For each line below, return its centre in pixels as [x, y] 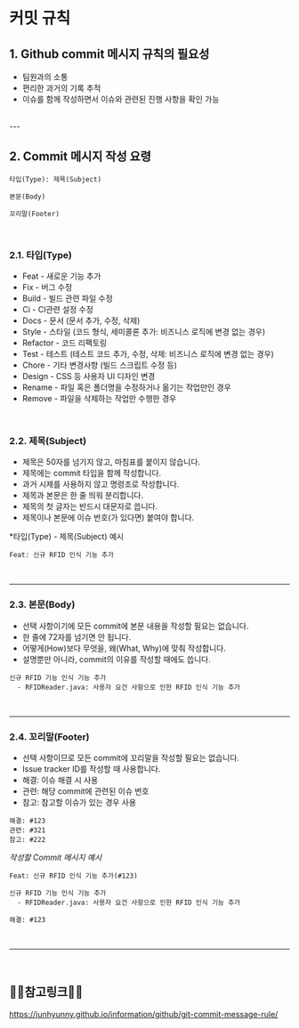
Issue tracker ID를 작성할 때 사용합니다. [91, 769]
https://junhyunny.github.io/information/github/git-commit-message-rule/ [144, 1014]
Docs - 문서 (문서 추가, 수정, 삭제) [81, 320]
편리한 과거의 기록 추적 [61, 88]
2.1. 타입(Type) [41, 255]
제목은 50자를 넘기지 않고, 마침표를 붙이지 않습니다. [111, 462]
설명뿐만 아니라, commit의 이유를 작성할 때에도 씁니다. [116, 659]
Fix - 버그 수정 [47, 287]
